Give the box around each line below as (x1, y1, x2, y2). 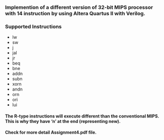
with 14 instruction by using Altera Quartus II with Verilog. (5, 10, 145, 17)
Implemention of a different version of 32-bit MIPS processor (5, 4, 153, 11)
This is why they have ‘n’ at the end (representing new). (5, 118, 121, 124)
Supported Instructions (5, 23, 62, 30)
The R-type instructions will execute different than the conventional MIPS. (5, 113, 159, 119)
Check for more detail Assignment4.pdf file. (5, 129, 97, 136)
